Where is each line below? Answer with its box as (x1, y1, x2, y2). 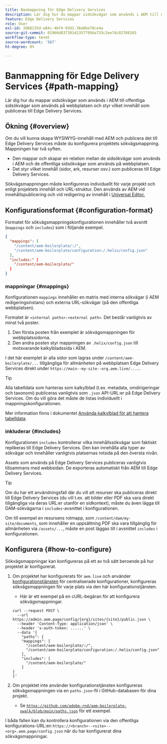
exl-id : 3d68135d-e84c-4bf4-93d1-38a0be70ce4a (5, 26, 103, 31)
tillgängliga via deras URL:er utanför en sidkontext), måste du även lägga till (5, 500, 160, 506)
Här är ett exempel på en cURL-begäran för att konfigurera (19, 593, 140, 600)
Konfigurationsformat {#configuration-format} (5, 206, 154, 214)
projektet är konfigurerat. (5, 563, 56, 570)
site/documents (5, 521, 37, 526)
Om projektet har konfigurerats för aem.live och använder (12, 573, 131, 579)
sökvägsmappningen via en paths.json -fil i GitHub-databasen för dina (12, 688, 157, 694)
